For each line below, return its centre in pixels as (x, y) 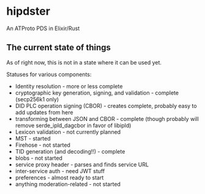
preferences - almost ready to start (59, 177)
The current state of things (59, 48)
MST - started (33, 138)
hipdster (28, 11)
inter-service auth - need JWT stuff (60, 171)
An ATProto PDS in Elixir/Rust (43, 28)
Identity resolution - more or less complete (69, 86)
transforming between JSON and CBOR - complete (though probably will (107, 118)
